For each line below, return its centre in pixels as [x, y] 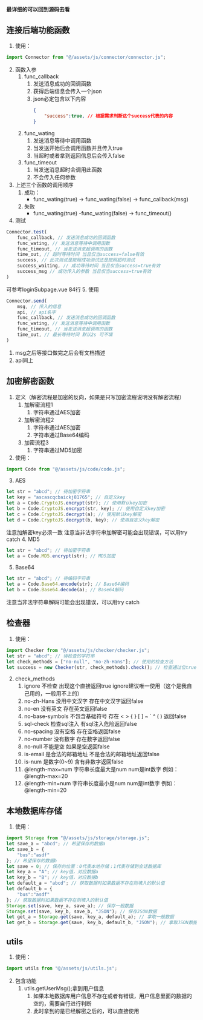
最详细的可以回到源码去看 [38, 9]
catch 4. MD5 [23, 539]
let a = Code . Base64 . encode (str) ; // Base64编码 [68, 584]
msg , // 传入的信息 [39, 306]
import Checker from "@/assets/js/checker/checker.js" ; [78, 650]
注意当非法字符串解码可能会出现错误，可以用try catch [73, 602]
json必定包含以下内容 [60, 99]
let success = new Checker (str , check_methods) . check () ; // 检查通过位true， [104, 667]
